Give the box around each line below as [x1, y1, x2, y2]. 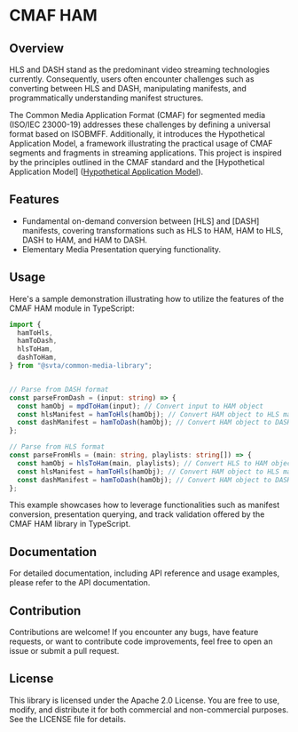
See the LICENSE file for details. [9, 713, 127, 724]
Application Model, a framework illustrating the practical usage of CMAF [9, 139, 273, 148]
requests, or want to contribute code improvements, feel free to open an [9, 636, 273, 647]
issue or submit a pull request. [9, 646, 120, 656]
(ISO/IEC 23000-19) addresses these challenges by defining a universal [9, 119, 271, 130]
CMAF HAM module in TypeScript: [9, 303, 135, 314]
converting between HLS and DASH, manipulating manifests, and [9, 84, 247, 93]
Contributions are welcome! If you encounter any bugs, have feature [9, 627, 259, 637]
